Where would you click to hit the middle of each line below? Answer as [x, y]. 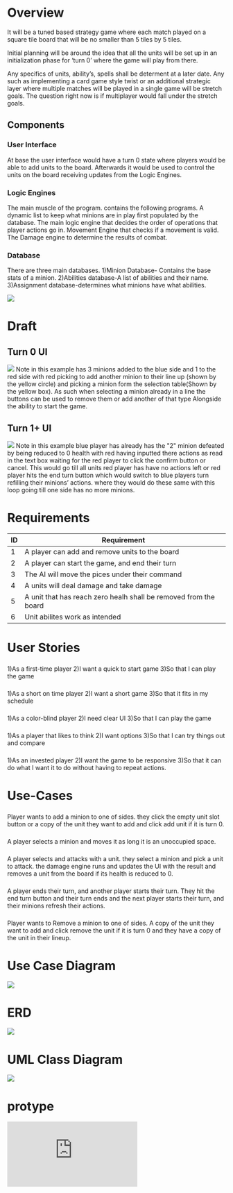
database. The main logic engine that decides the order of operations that [113, 222]
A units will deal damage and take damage [93, 585]
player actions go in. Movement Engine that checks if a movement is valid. [113, 230]
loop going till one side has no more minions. [71, 490]
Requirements [49, 518]
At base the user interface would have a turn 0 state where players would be [116, 160]
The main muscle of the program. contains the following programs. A [105, 208]
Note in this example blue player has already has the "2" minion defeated [120, 446]
